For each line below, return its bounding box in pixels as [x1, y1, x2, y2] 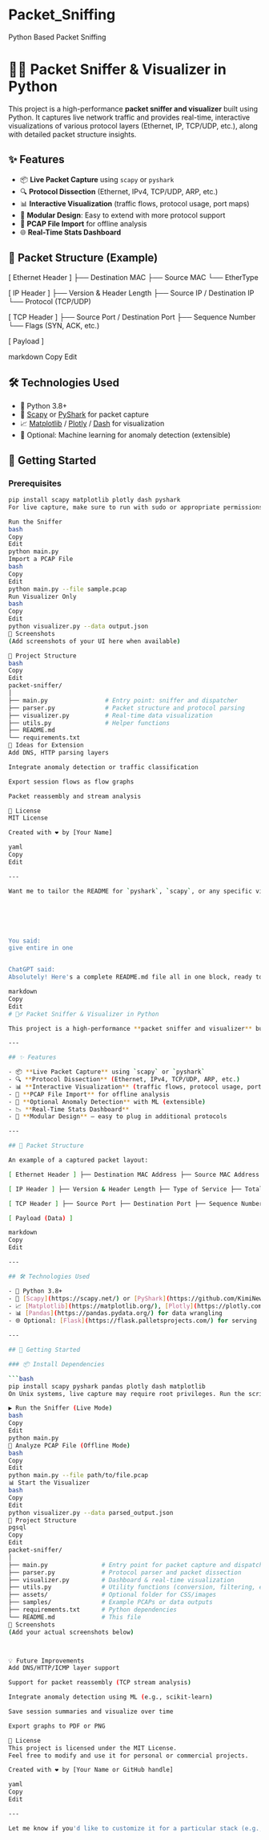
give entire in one [8, 944, 74, 952]
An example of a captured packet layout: [8, 1156, 149, 1164]
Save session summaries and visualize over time [8, 1708, 174, 1716]
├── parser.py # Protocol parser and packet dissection [8, 1568, 242, 1577]
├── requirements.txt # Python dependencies [8, 1606, 178, 1614]
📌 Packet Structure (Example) [8, 251, 159, 265]
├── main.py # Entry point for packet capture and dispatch [8, 1561, 263, 1569]
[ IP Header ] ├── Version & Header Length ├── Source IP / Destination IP [8, 287, 255, 298]
